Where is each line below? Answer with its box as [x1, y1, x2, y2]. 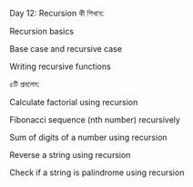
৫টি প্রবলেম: [9, 79, 41, 89]
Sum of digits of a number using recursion [9, 132, 168, 143]
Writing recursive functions [9, 61, 111, 72]
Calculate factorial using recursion [9, 97, 138, 107]
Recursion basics [9, 26, 75, 36]
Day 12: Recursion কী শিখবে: [9, 8, 105, 18]
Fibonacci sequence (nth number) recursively [9, 114, 180, 125]
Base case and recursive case [9, 44, 123, 54]
